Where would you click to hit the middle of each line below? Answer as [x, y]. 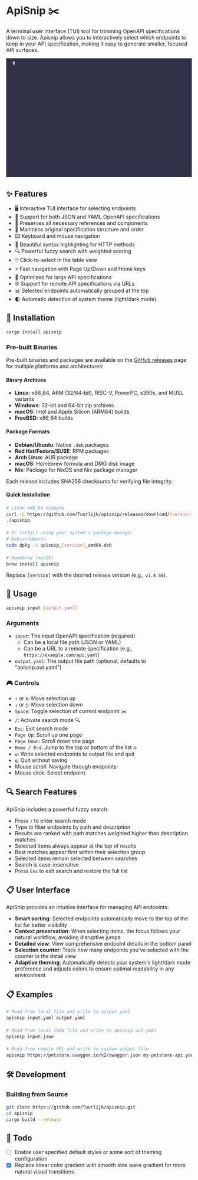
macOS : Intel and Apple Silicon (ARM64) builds [72, 412]
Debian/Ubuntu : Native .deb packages [62, 444]
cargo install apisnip [34, 332]
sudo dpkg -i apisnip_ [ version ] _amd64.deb [59, 545]
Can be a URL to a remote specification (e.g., [78, 649]
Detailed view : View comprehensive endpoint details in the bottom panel [103, 944]
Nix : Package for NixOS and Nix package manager [76, 470]
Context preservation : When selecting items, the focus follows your [98, 931]
